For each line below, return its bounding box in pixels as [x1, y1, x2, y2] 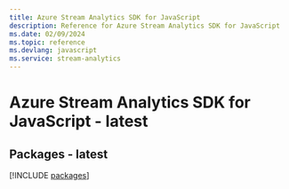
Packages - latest [9, 146, 108, 161]
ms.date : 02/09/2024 [9, 29, 86, 38]
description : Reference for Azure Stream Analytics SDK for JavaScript [9, 21, 280, 30]
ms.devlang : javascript [9, 46, 98, 55]
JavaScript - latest [9, 112, 149, 131]
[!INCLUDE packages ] [9, 170, 90, 180]
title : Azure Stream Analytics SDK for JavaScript [9, 12, 201, 22]
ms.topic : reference [9, 37, 86, 47]
